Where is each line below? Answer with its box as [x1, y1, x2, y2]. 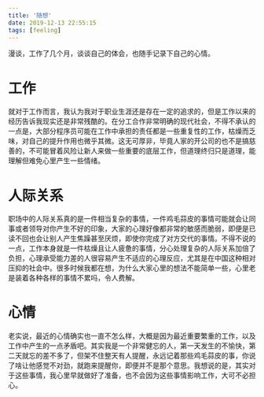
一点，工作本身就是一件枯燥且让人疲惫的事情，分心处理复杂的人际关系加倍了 [8, 243, 256, 253]
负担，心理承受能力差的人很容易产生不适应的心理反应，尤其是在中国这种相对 [8, 254, 256, 263]
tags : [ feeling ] [8, 26, 61, 34]
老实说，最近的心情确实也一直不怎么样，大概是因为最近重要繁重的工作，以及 [8, 332, 256, 341]
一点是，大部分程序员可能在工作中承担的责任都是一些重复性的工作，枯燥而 [8, 127, 249, 136]
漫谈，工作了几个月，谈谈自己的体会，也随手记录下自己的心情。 [8, 49, 214, 58]
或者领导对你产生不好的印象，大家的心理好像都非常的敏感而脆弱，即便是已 [14, 224, 256, 233]
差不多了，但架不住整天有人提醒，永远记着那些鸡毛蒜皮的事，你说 [42, 351, 256, 361]
